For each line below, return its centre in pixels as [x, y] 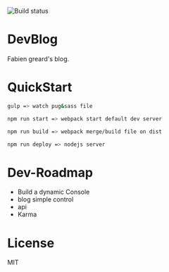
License [31, 243]
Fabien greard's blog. [38, 58]
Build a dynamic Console [54, 192]
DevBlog [33, 39]
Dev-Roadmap [50, 172]
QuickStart [40, 87]
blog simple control [45, 199]
